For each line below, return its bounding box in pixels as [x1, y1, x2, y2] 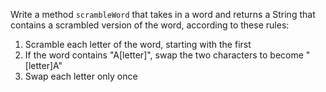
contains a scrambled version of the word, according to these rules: [10, 19, 290, 31]
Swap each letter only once [24, 70, 138, 82]
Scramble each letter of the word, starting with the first [24, 39, 252, 50]
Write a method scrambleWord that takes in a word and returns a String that [10, 9, 316, 20]
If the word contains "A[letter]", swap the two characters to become [24, 49, 304, 61]
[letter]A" [24, 60, 63, 71]
